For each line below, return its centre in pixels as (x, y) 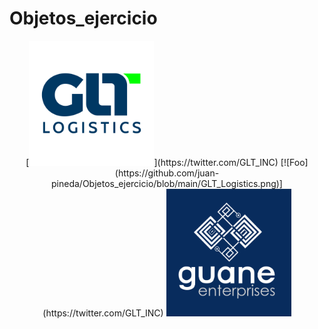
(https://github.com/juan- (167, 173)
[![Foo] (294, 162)
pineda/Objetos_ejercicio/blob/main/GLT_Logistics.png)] (167, 183)
